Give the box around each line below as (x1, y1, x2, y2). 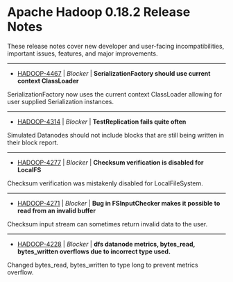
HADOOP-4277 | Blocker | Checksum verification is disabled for (17, 158, 204, 167)
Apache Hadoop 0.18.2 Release (7, 4, 191, 20)
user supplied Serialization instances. (7, 97, 114, 106)
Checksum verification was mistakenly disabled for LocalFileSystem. (7, 179, 203, 188)
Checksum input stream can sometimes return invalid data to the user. (7, 219, 208, 228)
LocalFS (17, 165, 42, 174)
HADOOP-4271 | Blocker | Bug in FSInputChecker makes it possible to (17, 199, 221, 207)
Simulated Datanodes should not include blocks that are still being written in (7, 131, 224, 139)
